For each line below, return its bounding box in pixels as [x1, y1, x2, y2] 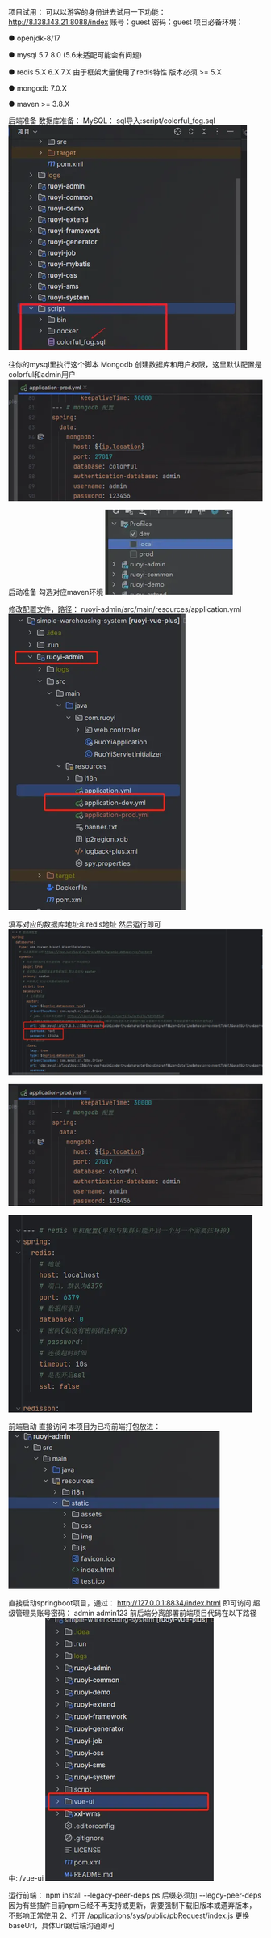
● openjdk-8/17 [8, 33, 60, 43]
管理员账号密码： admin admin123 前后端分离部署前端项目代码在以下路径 [15, 1608, 257, 1618]
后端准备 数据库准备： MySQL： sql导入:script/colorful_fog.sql [8, 116, 215, 125]
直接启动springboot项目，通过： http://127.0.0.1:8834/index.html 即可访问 [8, 1597, 252, 1608]
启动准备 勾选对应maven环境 [8, 587, 103, 596]
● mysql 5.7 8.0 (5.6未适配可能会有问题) [8, 50, 143, 59]
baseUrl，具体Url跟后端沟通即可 [8, 1920, 115, 1930]
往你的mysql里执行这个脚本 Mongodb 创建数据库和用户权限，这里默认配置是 [8, 359, 262, 369]
